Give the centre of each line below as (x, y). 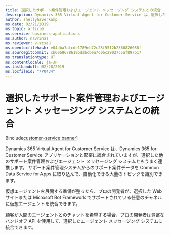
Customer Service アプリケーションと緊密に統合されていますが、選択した (82, 155)
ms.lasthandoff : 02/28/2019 (35, 67)
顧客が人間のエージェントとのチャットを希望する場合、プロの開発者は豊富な (85, 215)
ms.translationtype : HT (30, 57)
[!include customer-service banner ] (42, 138)
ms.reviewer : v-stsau (28, 43)
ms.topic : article (25, 29)
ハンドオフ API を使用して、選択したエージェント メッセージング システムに (84, 221)
